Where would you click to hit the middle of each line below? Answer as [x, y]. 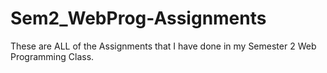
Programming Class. [52, 56]
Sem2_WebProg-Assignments [138, 18]
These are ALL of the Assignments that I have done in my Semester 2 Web [163, 46]
